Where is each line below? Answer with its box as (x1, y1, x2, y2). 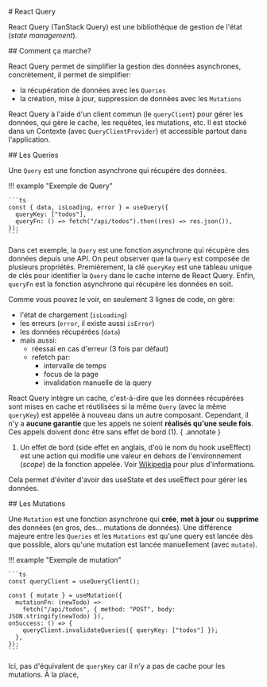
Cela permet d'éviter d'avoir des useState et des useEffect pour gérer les (8, 475, 248, 485)
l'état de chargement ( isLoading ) (19, 310, 127, 320)
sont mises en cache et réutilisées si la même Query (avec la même (8, 402, 226, 411)
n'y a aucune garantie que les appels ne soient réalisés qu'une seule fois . (8, 418, 254, 428)
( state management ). (8, 31, 78, 40)
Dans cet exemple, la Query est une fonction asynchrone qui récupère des (8, 245, 250, 254)
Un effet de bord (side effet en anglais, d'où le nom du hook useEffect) (19, 442, 252, 452)
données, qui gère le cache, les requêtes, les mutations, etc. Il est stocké (8, 118, 247, 127)
